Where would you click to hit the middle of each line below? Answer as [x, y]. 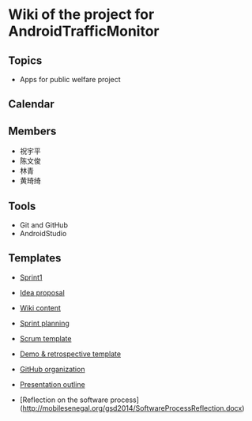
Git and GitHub [44, 225]
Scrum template [45, 338]
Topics [25, 60]
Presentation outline [52, 384]
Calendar [31, 104]
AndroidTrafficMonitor [84, 31]
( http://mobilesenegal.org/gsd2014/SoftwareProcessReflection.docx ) [132, 408]
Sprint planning [44, 323]
